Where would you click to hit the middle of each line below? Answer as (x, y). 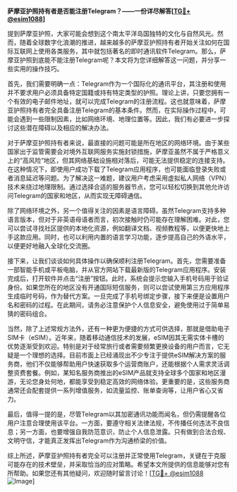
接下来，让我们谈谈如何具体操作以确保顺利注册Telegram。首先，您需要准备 (117, 261)
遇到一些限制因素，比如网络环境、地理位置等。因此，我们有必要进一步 (121, 119)
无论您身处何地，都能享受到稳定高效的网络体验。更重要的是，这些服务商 (124, 381)
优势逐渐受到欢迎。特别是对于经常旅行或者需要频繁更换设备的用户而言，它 (115, 346)
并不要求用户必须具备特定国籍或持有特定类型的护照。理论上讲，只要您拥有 (115, 92)
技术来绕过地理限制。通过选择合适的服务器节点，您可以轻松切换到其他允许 (115, 187)
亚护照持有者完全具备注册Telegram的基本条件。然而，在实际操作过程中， (114, 110)
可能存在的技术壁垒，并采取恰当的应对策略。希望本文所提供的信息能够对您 (115, 464)
